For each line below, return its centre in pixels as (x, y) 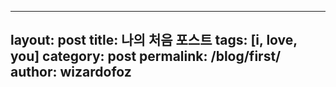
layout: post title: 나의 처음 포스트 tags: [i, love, (154, 40)
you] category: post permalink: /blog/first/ (146, 56)
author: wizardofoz (71, 72)
